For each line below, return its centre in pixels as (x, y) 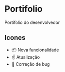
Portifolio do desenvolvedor (32, 22)
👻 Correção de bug (31, 64)
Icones (15, 38)
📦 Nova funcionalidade (35, 50)
